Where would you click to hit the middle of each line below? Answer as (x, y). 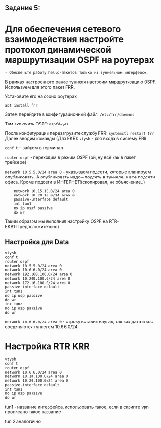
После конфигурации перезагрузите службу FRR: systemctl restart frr (80, 133)
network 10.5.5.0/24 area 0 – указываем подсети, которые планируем (78, 172)
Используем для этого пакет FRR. (40, 87)
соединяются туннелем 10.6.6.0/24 (41, 327)
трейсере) (16, 162)
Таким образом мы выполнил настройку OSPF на (56, 221)
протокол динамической (58, 49)
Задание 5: (23, 8)
